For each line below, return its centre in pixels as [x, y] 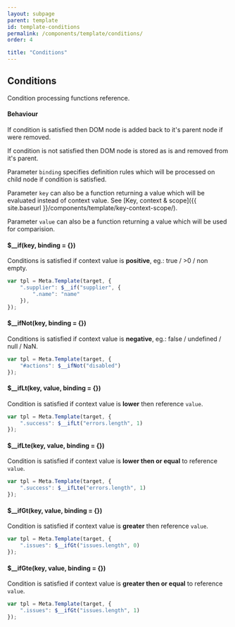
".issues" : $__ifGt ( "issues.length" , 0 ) [80, 545]
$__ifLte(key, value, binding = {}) [56, 445]
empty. [18, 269]
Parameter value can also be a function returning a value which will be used [117, 221]
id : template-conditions [44, 27]
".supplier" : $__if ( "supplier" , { [70, 288]
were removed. [29, 137]
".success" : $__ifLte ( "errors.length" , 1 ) [83, 488]
